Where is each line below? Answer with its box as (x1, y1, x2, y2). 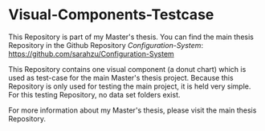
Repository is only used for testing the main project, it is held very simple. (8, 81, 251, 91)
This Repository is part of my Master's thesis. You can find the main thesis (8, 32, 255, 42)
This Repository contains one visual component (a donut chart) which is (8, 64, 247, 73)
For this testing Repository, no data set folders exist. (8, 89, 181, 99)
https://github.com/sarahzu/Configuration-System (8, 49, 174, 58)
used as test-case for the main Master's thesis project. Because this (8, 73, 234, 82)
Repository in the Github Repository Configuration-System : (8, 40, 203, 50)
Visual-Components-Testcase (8, 6, 214, 24)
